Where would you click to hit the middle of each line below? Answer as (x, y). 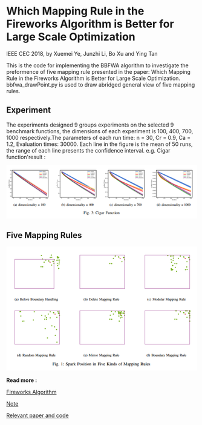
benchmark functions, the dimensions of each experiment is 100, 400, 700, (100, 131)
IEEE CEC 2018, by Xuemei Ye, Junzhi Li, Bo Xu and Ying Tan (82, 53)
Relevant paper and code (37, 415)
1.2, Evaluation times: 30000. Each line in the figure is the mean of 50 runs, (99, 144)
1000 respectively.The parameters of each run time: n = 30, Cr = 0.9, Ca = (99, 137)
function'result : (26, 157)
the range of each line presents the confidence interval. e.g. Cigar (88, 150)
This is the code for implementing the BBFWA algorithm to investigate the (97, 65)
